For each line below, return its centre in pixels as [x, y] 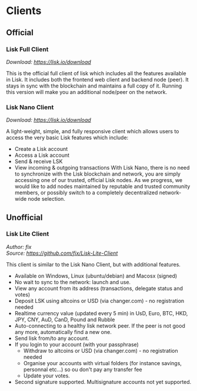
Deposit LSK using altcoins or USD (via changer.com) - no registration [99, 301]
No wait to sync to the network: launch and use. [73, 282]
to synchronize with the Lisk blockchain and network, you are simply [98, 174]
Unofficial [24, 218]
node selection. [47, 199]
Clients [24, 11]
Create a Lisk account [41, 149]
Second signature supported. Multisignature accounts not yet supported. [103, 382]
